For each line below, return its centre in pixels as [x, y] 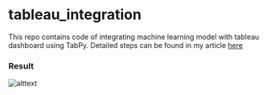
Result [21, 65]
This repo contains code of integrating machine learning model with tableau [134, 37]
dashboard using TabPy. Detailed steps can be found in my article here [126, 45]
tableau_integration [75, 15]
